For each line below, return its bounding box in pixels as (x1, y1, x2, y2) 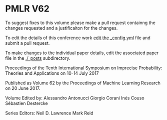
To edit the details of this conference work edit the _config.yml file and (5, 35, 151, 41)
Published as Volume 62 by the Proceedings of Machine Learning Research (5, 80, 161, 86)
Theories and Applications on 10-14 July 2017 (5, 70, 99, 76)
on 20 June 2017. (5, 85, 40, 91)
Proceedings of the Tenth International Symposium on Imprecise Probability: (5, 65, 162, 71)
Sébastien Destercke (5, 100, 48, 106)
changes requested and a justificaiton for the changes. (5, 25, 118, 31)
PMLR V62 (5, 3, 50, 15)
